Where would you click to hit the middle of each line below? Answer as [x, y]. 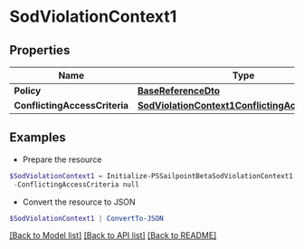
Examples [38, 138]
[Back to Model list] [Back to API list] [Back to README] [113, 235]
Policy [28, 91]
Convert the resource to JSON [79, 202]
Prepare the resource [62, 159]
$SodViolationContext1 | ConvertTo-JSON [87, 218]
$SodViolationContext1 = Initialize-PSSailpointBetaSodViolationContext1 [152, 176]
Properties [40, 50]
